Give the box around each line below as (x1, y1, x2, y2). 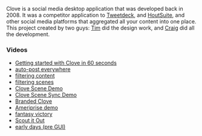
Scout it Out (14, 117, 45, 124)
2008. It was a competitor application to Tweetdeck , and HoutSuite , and (6, 11, 185, 19)
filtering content (14, 72, 55, 79)
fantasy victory (14, 111, 53, 118)
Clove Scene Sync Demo (14, 91, 77, 99)
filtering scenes (14, 78, 54, 86)
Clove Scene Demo (14, 85, 63, 92)
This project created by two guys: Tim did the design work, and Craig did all (6, 24, 195, 31)
